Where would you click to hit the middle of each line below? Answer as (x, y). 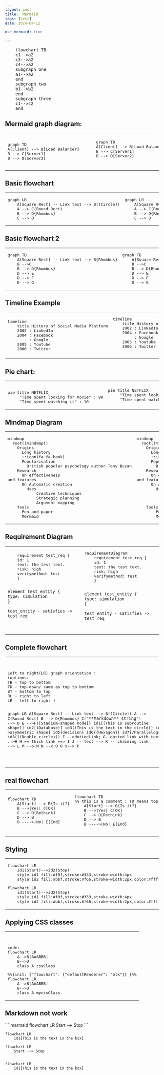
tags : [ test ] (18, 19)
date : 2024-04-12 (23, 23)
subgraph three (33, 99)
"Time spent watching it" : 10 (54, 402)
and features (22, 480)
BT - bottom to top (29, 691)
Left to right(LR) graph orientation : (52, 673)
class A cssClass (36, 966)
